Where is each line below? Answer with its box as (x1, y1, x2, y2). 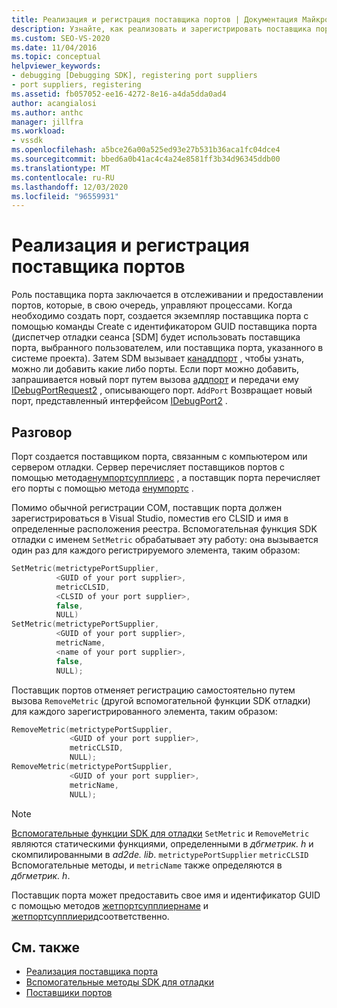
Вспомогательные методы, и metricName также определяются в (11, 859, 283, 871)
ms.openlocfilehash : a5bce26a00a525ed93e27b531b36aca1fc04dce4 (11, 145, 281, 155)
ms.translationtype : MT (11, 163, 111, 173)
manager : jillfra (11, 117, 84, 127)
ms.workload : (11, 126, 66, 136)
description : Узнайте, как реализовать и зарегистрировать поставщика (11, 24, 312, 34)
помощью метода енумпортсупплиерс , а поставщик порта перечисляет (11, 472, 321, 483)
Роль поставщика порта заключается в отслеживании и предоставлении (11, 289, 324, 301)
